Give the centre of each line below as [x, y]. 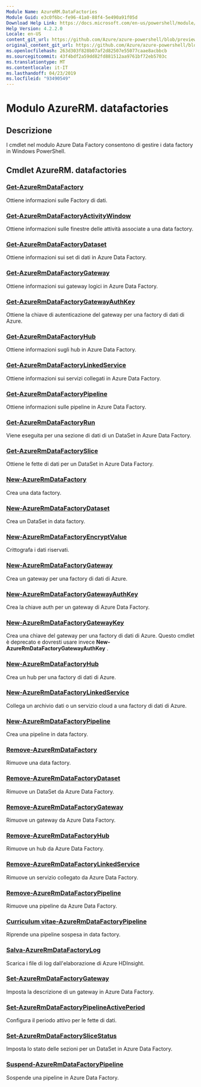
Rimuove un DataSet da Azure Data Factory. [60, 791]
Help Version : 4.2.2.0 [34, 28]
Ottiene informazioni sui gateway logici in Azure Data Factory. [82, 286]
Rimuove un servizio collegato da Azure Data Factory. [72, 877]
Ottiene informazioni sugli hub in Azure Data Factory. [71, 350]
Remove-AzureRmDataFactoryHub [58, 836]
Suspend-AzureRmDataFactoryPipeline [65, 1064]
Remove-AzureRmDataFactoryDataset [63, 779]
